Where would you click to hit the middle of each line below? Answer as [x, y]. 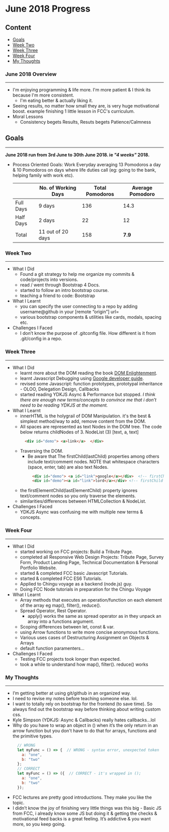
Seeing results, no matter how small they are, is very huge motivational [86, 106]
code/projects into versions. [49, 280]
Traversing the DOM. [41, 451]
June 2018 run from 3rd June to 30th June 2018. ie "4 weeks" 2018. [77, 155]
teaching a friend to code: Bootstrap [58, 296]
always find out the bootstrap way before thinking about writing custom [87, 709]
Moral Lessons [28, 117]
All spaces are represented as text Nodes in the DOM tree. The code [91, 426]
